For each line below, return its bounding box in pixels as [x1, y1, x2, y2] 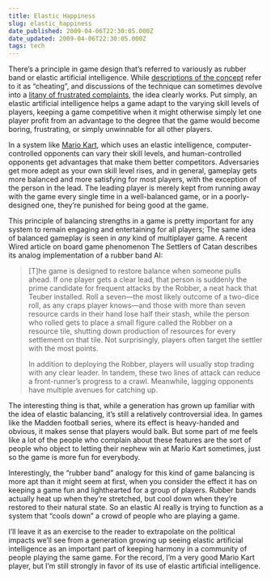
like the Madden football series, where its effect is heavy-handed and [8, 418, 239, 428]
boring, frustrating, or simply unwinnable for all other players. [8, 125, 213, 134]
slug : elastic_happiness [8, 19, 92, 28]
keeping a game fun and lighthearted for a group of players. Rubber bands [8, 485, 256, 495]
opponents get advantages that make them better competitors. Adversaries [8, 157, 260, 167]
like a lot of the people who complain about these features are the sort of [8, 435, 252, 445]
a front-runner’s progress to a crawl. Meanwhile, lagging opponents [28, 377, 254, 386]
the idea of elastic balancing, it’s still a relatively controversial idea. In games [8, 410, 263, 419]
